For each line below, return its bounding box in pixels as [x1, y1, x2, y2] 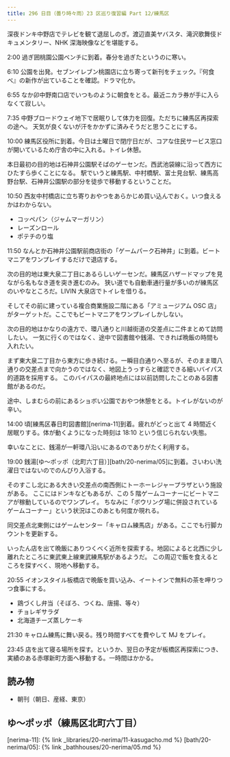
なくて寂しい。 [7, 99, 49, 107]
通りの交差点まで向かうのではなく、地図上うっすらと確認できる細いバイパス [7, 365, 223, 373]
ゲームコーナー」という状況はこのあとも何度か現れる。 [7, 506, 163, 514]
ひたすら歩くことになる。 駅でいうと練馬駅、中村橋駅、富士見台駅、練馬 [7, 169, 213, 177]
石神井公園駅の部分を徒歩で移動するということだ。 [30, 177, 175, 185]
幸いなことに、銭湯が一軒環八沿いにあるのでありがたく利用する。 [7, 443, 193, 451]
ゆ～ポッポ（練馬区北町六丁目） [7, 717, 142, 729]
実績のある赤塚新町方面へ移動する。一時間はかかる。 [7, 653, 157, 662]
